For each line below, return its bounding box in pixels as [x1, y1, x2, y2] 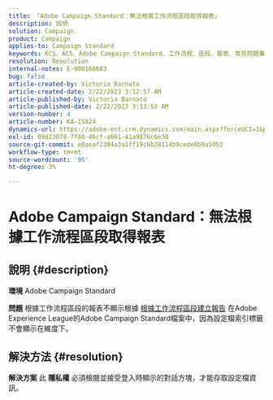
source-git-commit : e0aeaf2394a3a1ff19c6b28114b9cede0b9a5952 [8, 140, 223, 149]
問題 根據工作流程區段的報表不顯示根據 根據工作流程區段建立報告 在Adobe [8, 303, 258, 313]
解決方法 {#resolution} [8, 350, 123, 363]
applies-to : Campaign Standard [8, 42, 115, 50]
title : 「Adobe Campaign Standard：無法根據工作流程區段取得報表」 [8, 11, 221, 20]
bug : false [8, 72, 45, 80]
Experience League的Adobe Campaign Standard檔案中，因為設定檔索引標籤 [8, 314, 264, 324]
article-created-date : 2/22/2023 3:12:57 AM [8, 87, 162, 96]
